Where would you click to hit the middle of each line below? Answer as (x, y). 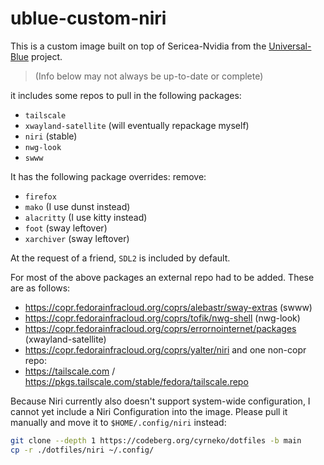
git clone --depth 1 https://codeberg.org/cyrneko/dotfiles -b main (156, 440)
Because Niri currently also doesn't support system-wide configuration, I (160, 401)
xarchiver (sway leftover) (77, 238)
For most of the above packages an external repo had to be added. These (162, 277)
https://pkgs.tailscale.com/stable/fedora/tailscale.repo (136, 381)
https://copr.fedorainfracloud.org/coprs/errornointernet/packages (160, 328)
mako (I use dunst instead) (77, 206)
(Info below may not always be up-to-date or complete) (149, 76)
